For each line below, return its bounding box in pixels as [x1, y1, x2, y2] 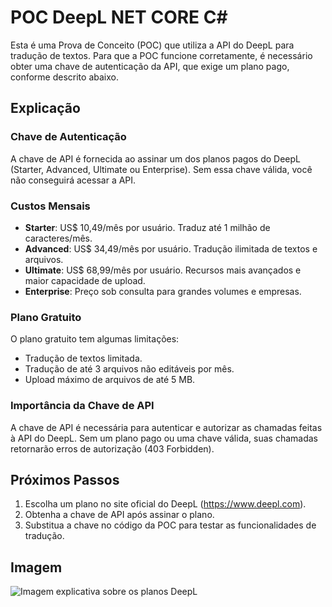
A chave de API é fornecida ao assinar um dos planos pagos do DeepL [10, 152, 301, 165]
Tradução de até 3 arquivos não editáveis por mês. [24, 363, 235, 375]
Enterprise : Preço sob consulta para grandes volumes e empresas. [24, 285, 302, 297]
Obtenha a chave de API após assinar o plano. [24, 509, 215, 521]
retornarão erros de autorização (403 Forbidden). [10, 442, 215, 455]
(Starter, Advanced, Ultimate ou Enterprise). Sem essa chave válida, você [10, 163, 313, 175]
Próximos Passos [10, 471, 120, 488]
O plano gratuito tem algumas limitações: [10, 333, 180, 345]
